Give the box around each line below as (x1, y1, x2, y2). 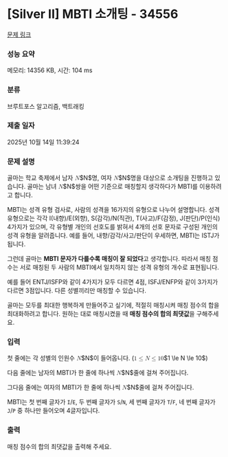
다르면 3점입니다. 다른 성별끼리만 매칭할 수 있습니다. (7, 286, 146, 295)
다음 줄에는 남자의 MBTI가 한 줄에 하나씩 (7, 369, 115, 377)
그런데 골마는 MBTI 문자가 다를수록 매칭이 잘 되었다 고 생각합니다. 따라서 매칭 (7, 255, 212, 263)
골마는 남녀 (27, 182, 57, 191)
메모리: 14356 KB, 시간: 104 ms (7, 66, 93, 74)
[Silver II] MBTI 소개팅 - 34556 (7, 6, 179, 22)
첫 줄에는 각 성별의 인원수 (7, 354, 76, 362)
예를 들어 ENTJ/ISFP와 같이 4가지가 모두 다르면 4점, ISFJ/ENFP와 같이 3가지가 (7, 278, 218, 286)
